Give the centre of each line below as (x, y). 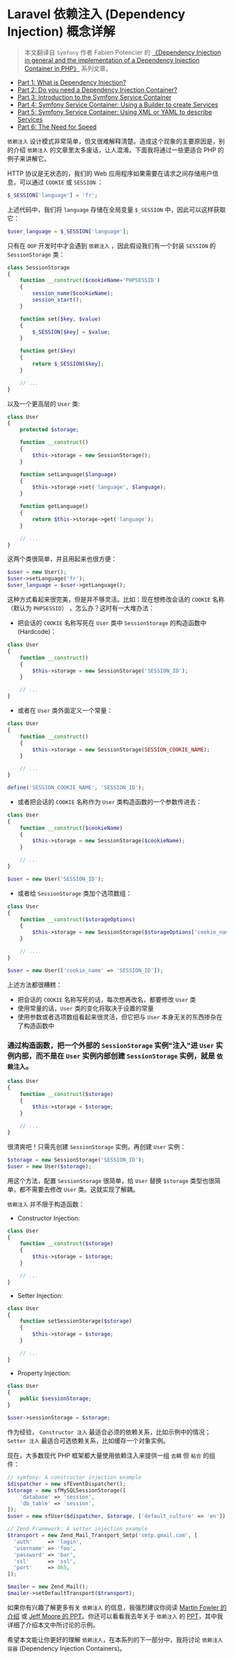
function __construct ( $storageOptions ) (78, 919)
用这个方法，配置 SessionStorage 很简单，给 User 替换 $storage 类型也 (108, 1180)
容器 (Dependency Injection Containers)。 (67, 1648)
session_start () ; (57, 300)
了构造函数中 (36, 1026)
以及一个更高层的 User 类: (44, 403)
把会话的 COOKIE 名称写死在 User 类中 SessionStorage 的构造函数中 (112, 623)
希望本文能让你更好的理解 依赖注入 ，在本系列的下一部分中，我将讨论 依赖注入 (115, 1639)
